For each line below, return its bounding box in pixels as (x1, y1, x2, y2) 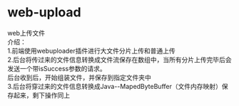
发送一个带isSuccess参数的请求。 (7, 64, 106, 73)
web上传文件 (7, 28, 45, 37)
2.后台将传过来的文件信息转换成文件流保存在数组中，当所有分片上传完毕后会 (7, 55, 232, 64)
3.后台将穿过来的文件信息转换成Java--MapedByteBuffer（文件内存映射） (7, 82, 223, 90)
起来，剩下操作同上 (13, 90, 70, 100)
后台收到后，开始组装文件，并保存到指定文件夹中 (7, 73, 151, 82)
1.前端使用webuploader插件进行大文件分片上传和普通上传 (7, 46, 176, 55)
